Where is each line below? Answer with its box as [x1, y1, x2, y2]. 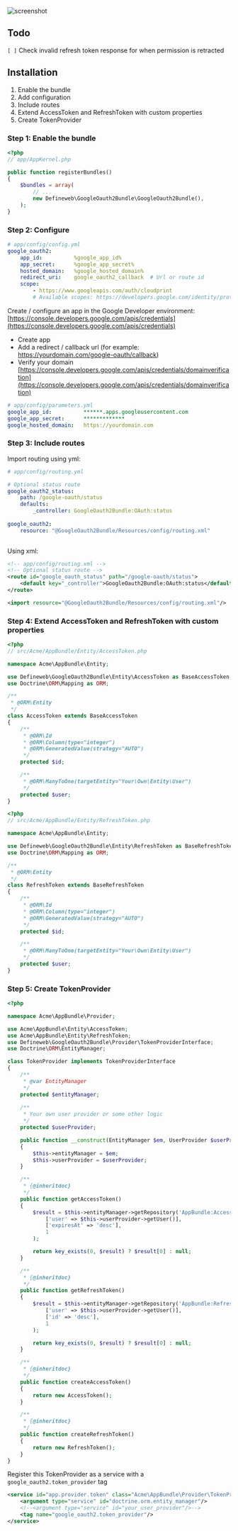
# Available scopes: [33, 294, 93, 301]
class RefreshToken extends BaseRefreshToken [7, 882, 144, 889]
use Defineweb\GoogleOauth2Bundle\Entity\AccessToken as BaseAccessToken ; [7, 673, 233, 680]
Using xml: [7, 546, 39, 555]
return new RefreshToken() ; [33, 1444, 115, 1451]
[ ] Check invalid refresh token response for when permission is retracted [7, 46, 225, 55]
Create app [17, 335, 51, 344]
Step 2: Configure [7, 225, 70, 235]
